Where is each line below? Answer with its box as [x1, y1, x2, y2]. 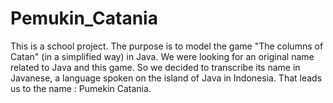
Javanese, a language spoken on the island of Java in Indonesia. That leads [10, 72, 323, 84]
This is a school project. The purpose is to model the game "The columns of [10, 40, 324, 52]
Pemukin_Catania [10, 7, 158, 30]
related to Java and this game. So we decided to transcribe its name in [10, 61, 301, 73]
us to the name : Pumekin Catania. [10, 82, 152, 94]
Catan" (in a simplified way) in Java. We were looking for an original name [10, 50, 315, 62]
